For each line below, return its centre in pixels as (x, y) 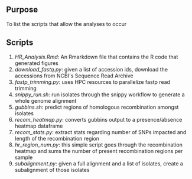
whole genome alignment (45, 100)
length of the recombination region (57, 138)
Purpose (22, 10)
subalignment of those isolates (52, 170)
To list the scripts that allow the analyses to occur (66, 24)
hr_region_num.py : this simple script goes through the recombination (99, 145)
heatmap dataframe (39, 126)
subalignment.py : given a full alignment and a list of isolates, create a (99, 163)
